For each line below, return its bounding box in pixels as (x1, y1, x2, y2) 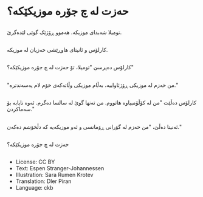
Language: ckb (15, 184, 53, 192)
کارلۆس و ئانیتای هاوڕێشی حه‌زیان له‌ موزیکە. (7, 46, 108, 53)
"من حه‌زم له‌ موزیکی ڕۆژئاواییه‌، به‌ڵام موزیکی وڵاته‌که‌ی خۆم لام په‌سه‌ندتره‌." (7, 81, 178, 89)
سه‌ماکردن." (7, 105, 35, 113)
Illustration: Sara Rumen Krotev (15, 171, 94, 179)
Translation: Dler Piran (15, 178, 72, 185)
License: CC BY (15, 158, 55, 165)
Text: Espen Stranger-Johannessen (15, 165, 105, 172)
